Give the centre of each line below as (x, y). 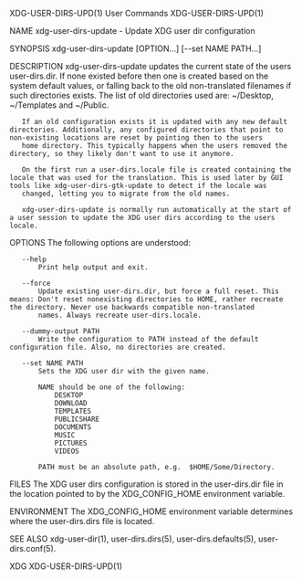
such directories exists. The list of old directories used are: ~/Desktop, (141, 95)
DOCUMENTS (73, 427)
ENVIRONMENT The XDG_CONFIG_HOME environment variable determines (151, 511)
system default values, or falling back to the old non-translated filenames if (151, 85)
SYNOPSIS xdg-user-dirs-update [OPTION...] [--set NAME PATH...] (135, 48)
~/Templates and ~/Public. (59, 105)
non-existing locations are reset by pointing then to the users (136, 138)
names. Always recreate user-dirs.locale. (120, 315)
